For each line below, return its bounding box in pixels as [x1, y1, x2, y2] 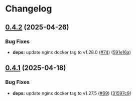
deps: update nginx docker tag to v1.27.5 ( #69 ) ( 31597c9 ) [12, 90, 131, 96]
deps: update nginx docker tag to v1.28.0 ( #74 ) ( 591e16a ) [12, 49, 131, 55]
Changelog [5, 3, 52, 14]
